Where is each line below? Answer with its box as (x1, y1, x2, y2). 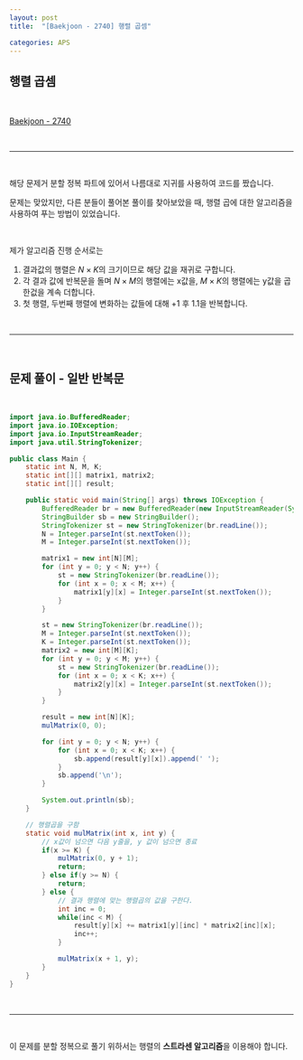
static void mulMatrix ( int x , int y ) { (25, 829, 176, 838)
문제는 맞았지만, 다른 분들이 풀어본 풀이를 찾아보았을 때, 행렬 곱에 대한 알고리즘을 (9, 197, 293, 208)
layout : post (9, 13, 59, 23)
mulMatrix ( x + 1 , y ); (57, 954, 140, 963)
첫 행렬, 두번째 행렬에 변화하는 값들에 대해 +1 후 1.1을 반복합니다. (22, 298, 248, 309)
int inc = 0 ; (57, 905, 106, 914)
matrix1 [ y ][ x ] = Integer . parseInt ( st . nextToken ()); (73, 587, 272, 596)
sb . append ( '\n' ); (57, 771, 124, 780)
